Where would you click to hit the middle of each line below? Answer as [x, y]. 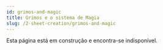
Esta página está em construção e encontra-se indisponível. [82, 41]
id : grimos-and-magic [34, 12]
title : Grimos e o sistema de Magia [53, 18]
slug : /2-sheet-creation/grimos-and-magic [61, 23]
